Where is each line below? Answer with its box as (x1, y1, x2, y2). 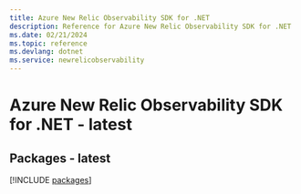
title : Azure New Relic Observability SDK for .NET (9, 13, 210, 23)
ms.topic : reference (9, 38, 88, 48)
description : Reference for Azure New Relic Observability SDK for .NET (9, 22, 292, 31)
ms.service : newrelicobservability (9, 56, 145, 65)
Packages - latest (9, 150, 111, 166)
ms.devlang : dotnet (9, 47, 84, 56)
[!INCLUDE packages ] (9, 175, 92, 185)
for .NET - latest (9, 115, 132, 135)
